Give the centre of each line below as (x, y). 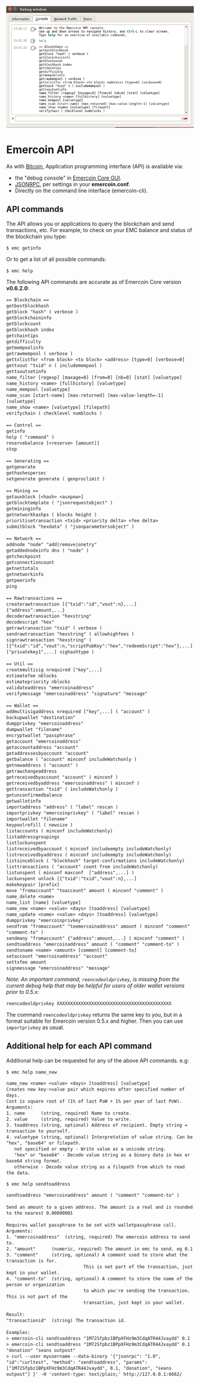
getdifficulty (24, 342)
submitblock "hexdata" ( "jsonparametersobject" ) (70, 527)
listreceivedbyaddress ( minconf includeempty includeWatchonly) (89, 855)
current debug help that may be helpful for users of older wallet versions (96, 985)
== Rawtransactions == (34, 598)
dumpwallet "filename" (34, 729)
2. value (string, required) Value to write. (69, 1119)
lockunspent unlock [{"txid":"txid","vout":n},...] (71, 879)
